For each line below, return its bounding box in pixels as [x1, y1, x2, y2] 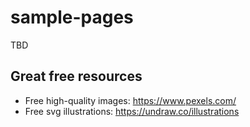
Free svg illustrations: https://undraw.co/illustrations [24, 105, 240, 117]
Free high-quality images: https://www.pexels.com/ [24, 94, 237, 106]
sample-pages [10, 6, 134, 29]
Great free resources [10, 68, 143, 85]
